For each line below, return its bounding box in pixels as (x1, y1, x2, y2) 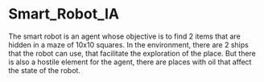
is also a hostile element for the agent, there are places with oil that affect (8, 57, 252, 67)
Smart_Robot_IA (8, 5, 119, 23)
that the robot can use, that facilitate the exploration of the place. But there (8, 48, 256, 58)
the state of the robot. (8, 65, 80, 75)
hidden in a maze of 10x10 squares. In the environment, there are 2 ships (8, 39, 250, 49)
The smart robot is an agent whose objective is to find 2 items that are (8, 31, 241, 41)
